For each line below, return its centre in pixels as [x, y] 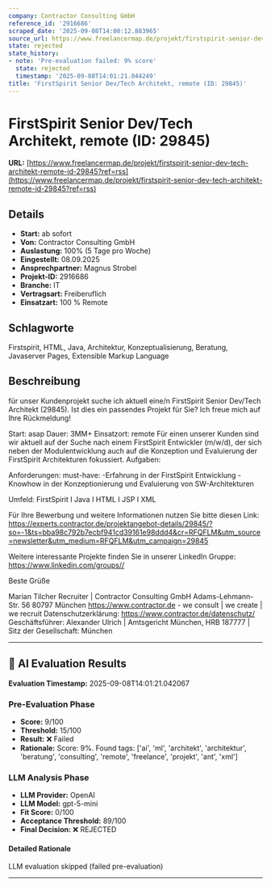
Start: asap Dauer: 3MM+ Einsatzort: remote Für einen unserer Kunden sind [134, 433]
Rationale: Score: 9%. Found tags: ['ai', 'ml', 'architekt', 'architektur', [133, 748]
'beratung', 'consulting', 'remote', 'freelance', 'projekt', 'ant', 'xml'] [129, 756]
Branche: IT [40, 285]
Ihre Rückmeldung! [40, 418]
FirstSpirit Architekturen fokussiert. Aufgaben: [85, 459]
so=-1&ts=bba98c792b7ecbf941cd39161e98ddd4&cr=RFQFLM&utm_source [135, 532]
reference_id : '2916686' [50, 23]
